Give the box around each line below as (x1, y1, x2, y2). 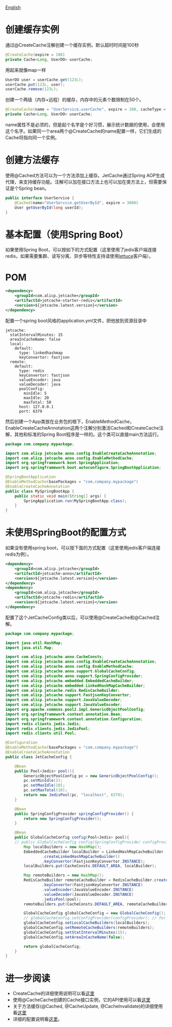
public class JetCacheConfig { (5, 754, 72, 760)
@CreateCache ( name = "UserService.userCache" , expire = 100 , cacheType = (5, 107, 166, 112)
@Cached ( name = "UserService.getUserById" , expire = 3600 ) (14, 200, 139, 205)
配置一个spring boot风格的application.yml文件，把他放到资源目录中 (5, 317, 147, 323)
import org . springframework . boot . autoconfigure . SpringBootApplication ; (5, 465, 161, 470)
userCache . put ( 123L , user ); (5, 82, 66, 87)
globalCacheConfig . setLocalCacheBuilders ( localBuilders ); (24, 920, 150, 926)
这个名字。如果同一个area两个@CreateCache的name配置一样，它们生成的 (5, 128, 162, 134)
